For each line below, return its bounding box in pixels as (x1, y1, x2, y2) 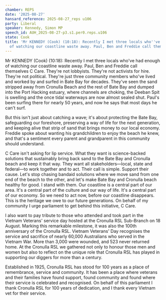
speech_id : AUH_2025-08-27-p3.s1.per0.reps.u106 (5, 30, 107, 35)
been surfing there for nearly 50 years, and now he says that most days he (5, 99, 157, 105)
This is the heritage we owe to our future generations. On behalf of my (5, 197, 149, 203)
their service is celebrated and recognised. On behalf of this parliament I (5, 280, 153, 286)
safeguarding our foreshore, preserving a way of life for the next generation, (5, 120, 161, 126)
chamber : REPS (5, 7, 35, 12)
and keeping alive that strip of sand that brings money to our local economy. (5, 125, 161, 131)
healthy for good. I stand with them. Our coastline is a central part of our (5, 181, 152, 188)
